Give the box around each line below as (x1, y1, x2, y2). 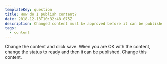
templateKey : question (5, 7, 52, 12)
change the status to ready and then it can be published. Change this (5, 49, 147, 55)
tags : (5, 26, 16, 31)
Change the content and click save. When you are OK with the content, (5, 44, 151, 49)
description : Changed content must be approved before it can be (5, 21, 143, 26)
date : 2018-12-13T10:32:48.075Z (5, 16, 72, 21)
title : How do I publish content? (5, 12, 77, 17)
